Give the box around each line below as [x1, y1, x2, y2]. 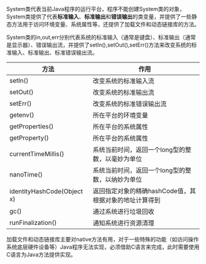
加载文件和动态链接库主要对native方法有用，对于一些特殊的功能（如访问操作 [6, 236, 199, 243]
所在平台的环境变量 [93, 111, 148, 119]
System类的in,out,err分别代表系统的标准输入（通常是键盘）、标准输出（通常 [6, 34, 196, 41]
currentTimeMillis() [9, 150, 64, 158]
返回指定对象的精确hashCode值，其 [93, 187, 196, 195]
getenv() [9, 111, 35, 119]
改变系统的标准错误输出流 [93, 100, 167, 108]
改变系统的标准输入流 [93, 77, 154, 85]
